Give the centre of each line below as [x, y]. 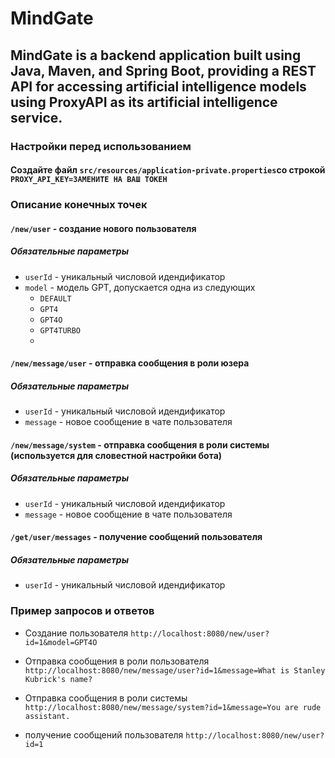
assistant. [47, 716]
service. [36, 117]
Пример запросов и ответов [82, 611]
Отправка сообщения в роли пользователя [117, 661]
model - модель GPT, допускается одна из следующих [140, 287]
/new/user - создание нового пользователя [103, 228]
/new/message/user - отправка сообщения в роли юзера [130, 363]
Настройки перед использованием [101, 146]
